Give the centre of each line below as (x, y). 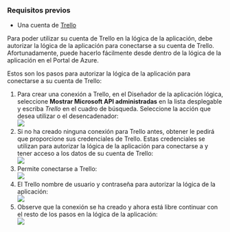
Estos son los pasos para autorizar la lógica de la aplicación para (99, 73)
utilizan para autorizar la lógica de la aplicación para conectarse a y (113, 146)
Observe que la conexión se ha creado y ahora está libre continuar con (117, 207)
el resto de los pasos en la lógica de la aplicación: (87, 214)
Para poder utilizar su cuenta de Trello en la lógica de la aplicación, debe (110, 38)
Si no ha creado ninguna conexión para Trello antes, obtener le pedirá (116, 132)
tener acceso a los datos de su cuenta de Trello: (85, 154)
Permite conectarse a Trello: (57, 169)
